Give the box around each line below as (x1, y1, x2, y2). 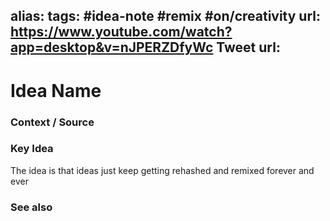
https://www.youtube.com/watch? (10, 24, 233, 41)
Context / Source (10, 115, 95, 129)
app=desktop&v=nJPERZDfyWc (10, 39, 214, 56)
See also (10, 200, 53, 214)
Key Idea (10, 142, 54, 156)
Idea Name (10, 79, 102, 102)
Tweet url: (216, 39, 281, 56)
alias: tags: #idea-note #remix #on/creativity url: (10, 8, 322, 25)
